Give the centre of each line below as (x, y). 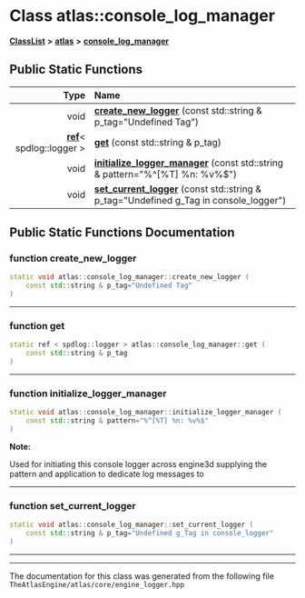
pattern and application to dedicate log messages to (107, 473)
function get (37, 325)
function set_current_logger (73, 505)
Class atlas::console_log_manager (142, 16)
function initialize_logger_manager (88, 394)
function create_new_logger (73, 258)
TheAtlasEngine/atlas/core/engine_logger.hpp (97, 584)
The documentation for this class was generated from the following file (142, 576)
